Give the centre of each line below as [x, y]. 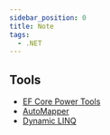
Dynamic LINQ [49, 121]
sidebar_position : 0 [48, 18]
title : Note [32, 26]
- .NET [30, 43]
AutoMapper [46, 111]
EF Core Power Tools [61, 101]
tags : [19, 34]
